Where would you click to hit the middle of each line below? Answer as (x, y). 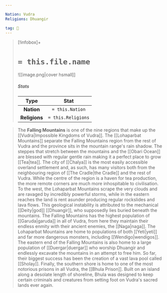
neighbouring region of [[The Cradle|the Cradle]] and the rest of (84, 173)
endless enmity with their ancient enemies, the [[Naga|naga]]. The (87, 227)
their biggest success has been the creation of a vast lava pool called (90, 259)
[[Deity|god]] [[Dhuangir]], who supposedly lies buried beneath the (87, 210)
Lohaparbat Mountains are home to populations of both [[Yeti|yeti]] (87, 232)
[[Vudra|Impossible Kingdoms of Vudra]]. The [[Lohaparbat (79, 135)
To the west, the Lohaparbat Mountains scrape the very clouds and (87, 189)
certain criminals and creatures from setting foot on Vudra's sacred (88, 280)
